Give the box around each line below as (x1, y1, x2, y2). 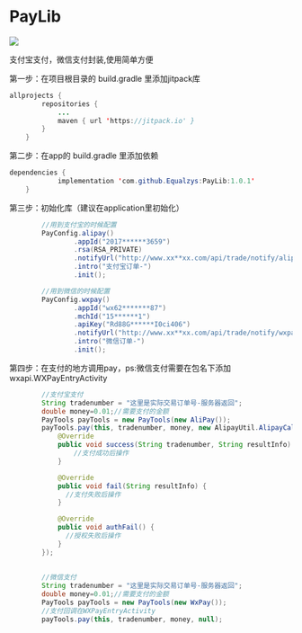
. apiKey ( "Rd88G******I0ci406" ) (73, 320, 191, 329)
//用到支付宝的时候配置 (41, 220, 117, 229)
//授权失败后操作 (66, 531, 121, 540)
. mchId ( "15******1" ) (73, 312, 151, 321)
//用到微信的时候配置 (41, 286, 111, 296)
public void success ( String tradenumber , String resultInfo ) (57, 441, 292, 450)
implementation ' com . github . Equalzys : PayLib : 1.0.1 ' (57, 177, 255, 186)
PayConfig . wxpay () (41, 295, 111, 304)
